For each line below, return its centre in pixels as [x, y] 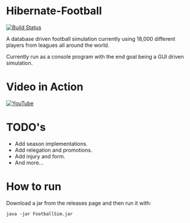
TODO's [26, 127]
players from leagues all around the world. [58, 45]
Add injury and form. [40, 156]
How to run [34, 187]
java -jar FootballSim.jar [39, 214]
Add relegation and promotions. [53, 150]
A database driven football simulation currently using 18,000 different [91, 39]
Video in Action [45, 87]
